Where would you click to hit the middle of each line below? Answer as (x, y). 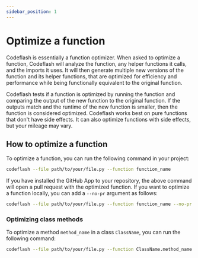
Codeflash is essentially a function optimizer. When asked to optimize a (93, 58)
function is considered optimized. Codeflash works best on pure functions (97, 113)
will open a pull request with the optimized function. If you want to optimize (98, 187)
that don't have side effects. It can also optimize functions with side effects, (99, 119)
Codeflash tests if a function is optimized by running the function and (91, 94)
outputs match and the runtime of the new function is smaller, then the (92, 107)
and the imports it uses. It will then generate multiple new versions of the (95, 70)
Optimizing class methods (45, 219)
